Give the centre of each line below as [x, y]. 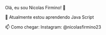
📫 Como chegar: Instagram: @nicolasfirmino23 [53, 27]
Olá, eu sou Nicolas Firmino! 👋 [35, 8]
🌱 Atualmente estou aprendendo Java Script [50, 17]
